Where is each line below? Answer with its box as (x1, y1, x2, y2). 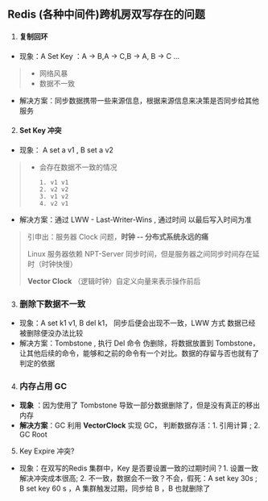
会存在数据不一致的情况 (39, 162, 118, 172)
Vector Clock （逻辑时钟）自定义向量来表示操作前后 (27, 276, 201, 286)
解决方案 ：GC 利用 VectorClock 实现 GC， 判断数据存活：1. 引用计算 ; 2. (19, 420, 261, 430)
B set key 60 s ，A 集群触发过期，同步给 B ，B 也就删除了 (19, 483, 211, 494)
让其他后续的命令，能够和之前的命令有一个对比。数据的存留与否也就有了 (19, 349, 259, 358)
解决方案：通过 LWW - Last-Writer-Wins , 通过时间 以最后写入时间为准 (19, 215, 252, 224)
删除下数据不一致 (19, 298, 86, 309)
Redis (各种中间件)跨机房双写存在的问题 (7, 7, 206, 22)
